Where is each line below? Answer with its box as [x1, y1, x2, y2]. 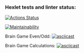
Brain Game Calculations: [5, 43, 56, 49]
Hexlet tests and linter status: [5, 4, 76, 11]
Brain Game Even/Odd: [5, 33, 51, 40]
